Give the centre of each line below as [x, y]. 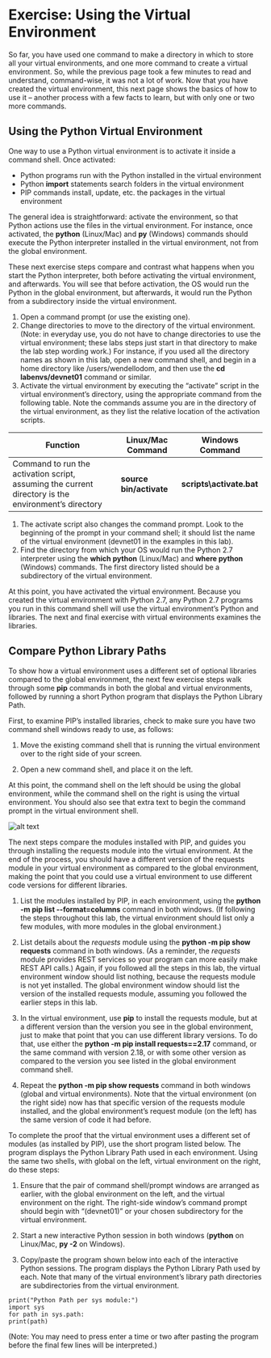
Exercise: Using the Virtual [100, 15]
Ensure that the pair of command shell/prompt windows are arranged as [140, 1185]
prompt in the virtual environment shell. [73, 810]
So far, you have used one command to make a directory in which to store [131, 54]
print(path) [28, 1321]
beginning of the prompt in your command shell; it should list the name [138, 532]
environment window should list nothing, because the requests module [138, 976]
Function [63, 445]
